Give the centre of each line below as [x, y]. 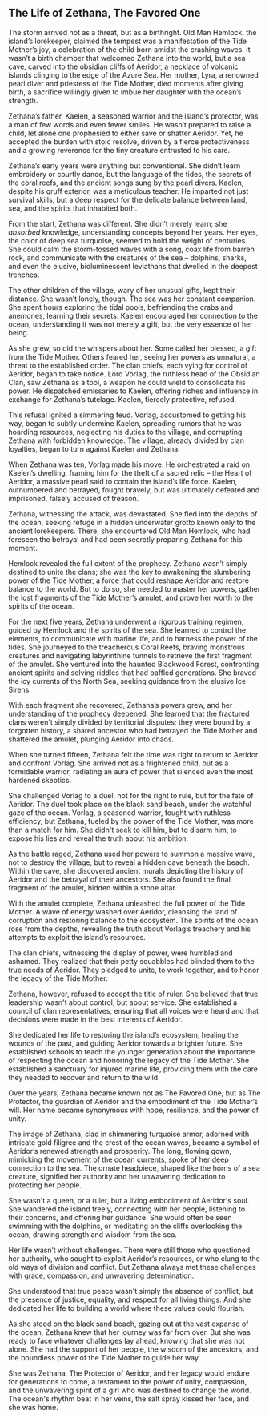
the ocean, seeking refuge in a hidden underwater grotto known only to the [132, 522]
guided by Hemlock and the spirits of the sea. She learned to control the [127, 630]
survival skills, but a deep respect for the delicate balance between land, [128, 199]
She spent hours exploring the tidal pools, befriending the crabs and [121, 307]
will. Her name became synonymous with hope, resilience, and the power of [133, 1110]
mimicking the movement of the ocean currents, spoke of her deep [119, 1159]
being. [19, 332]
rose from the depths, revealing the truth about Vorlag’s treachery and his [129, 929]
